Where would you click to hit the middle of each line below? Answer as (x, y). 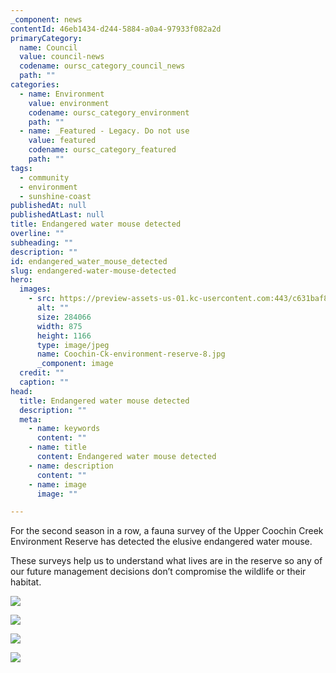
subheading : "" (42, 242)
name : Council (48, 47)
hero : (21, 280)
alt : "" (53, 308)
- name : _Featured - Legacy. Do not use (104, 131)
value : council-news (62, 57)
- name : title (57, 447)
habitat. (26, 582)
